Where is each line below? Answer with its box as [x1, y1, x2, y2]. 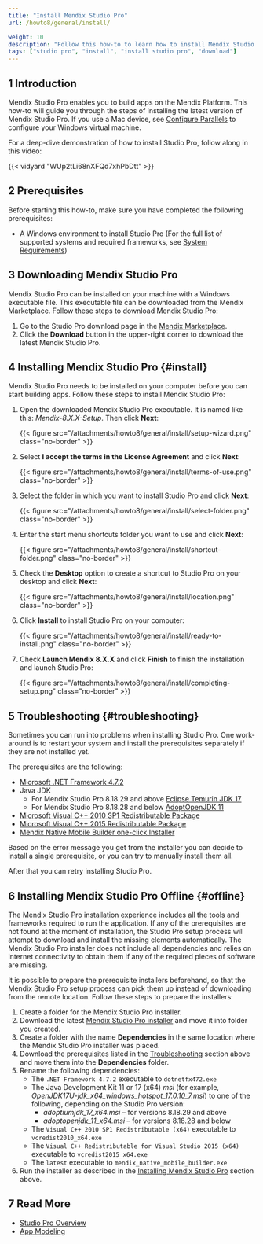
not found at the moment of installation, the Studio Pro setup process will [8, 927, 244, 936]
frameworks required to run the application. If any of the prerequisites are [8, 918, 246, 928]
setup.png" [19, 686, 57, 696]
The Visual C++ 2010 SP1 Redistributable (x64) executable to [31, 1124, 236, 1133]
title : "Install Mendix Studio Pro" [8, 11, 128, 20]
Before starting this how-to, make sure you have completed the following [8, 205, 244, 215]
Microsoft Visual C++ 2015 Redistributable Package [19, 819, 187, 829]
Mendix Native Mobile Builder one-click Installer [19, 827, 175, 837]
